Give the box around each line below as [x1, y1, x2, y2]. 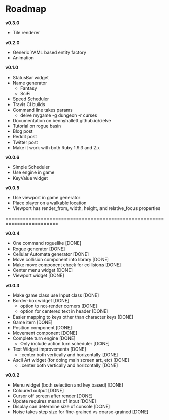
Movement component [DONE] [12, 330, 78, 336]
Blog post [12, 128, 33, 134]
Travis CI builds [12, 101, 46, 107]
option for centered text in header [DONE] [20, 308, 108, 314]
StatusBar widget [12, 74, 49, 80]
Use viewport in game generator [12, 194, 81, 200]
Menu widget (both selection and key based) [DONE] [12, 381, 123, 388]
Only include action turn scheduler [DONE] [20, 340, 110, 346]
